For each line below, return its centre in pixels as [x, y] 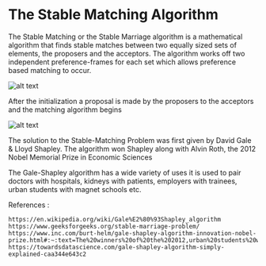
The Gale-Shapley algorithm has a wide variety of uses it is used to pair [125, 172]
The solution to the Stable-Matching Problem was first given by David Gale [130, 140]
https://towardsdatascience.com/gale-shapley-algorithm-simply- [116, 247]
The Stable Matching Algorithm [114, 15]
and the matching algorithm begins [65, 110]
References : [29, 205]
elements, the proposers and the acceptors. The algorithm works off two [127, 53]
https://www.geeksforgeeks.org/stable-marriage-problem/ [104, 226]
